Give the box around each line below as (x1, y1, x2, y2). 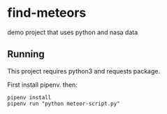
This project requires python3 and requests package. (7, 66, 161, 75)
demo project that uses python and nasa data (7, 28, 138, 36)
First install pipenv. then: (7, 80, 78, 89)
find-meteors (7, 5, 87, 21)
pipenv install (7, 94, 52, 101)
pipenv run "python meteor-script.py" (7, 100, 120, 107)
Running (7, 48, 45, 60)
